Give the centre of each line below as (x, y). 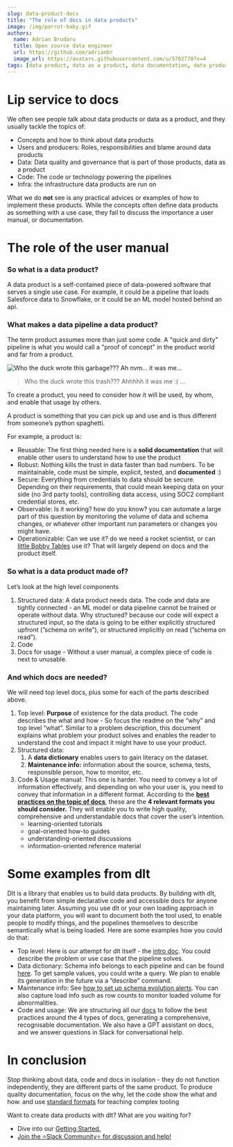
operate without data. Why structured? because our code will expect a (118, 615)
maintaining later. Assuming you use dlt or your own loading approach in (110, 908)
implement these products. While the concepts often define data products (113, 205)
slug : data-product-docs (43, 14)
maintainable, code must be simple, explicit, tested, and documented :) (119, 472)
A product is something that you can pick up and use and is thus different (112, 416)
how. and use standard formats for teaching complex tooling (93, 1101)
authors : (20, 33)
